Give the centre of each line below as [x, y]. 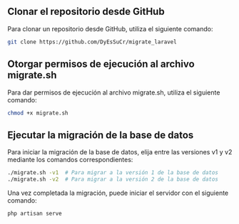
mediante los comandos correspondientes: [70, 160]
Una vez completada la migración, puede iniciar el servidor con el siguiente [118, 193]
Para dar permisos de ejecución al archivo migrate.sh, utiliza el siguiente [114, 92]
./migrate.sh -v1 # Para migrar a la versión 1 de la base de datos [113, 173]
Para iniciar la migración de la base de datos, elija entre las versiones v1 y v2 [120, 152]
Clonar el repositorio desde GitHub [86, 12]
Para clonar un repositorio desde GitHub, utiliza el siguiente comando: [110, 28]
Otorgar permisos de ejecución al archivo [101, 64]
